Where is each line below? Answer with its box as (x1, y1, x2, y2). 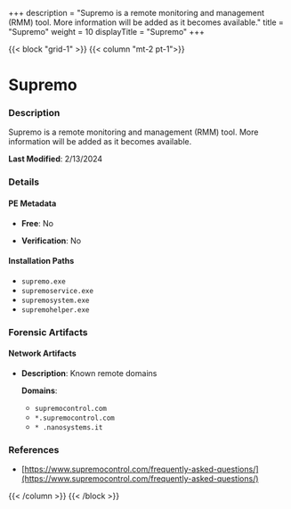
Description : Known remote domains (20, 367, 158, 378)
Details (8, 176, 40, 188)
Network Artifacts (8, 348, 77, 359)
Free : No (20, 218, 54, 228)
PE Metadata (8, 198, 57, 209)
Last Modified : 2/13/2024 (8, 153, 103, 164)
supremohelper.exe (20, 305, 90, 315)
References (8, 443, 60, 456)
